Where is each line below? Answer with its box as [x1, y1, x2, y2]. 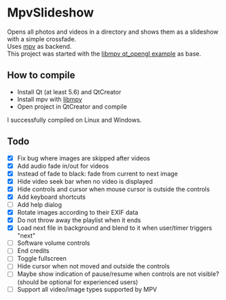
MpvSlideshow [7, 5, 94, 21]
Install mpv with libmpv [16, 95, 82, 103]
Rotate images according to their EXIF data [16, 208, 139, 216]
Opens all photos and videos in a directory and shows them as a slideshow [7, 28, 218, 36]
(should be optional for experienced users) [16, 277, 139, 286]
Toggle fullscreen [16, 255, 67, 263]
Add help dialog [16, 200, 63, 208]
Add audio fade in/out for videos [16, 162, 109, 170]
